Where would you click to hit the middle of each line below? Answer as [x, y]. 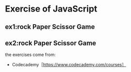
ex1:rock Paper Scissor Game [50, 27]
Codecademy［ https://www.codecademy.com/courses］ [69, 65]
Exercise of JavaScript [51, 9]
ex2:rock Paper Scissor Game [51, 43]
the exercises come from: [30, 55]
